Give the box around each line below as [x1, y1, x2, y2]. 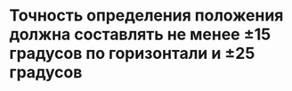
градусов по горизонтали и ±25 [9, 44, 255, 63]
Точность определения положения [9, 5, 284, 26]
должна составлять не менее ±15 [9, 24, 272, 45]
